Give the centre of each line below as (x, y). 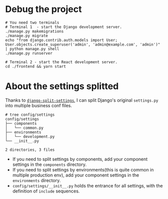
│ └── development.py (30, 136)
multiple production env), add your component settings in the (76, 175)
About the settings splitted (62, 86)
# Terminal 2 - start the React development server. (61, 62)
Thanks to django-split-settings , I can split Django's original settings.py (82, 100)
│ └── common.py (24, 128)
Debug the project (43, 9)
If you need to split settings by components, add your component (80, 159)
